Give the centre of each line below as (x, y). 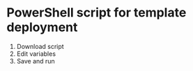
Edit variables (36, 54)
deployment (42, 27)
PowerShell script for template (96, 13)
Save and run (36, 61)
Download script (40, 46)
